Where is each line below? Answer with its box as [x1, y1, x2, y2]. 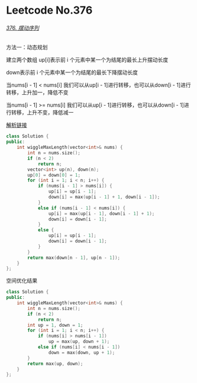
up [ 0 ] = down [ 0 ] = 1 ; [27, 172, 81, 178]
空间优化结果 [6, 277, 37, 285]
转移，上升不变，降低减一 [11, 109, 74, 116]
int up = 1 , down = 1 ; [27, 322, 83, 328]
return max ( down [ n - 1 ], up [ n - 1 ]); [27, 254, 121, 261]
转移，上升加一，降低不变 [6, 89, 69, 96]
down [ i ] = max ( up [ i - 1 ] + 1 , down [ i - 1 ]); [48, 194, 160, 200]
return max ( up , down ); [27, 360, 83, 366]
